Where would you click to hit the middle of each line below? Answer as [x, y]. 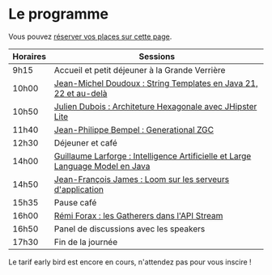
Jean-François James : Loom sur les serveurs [142, 179]
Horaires [30, 56]
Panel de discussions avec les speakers [130, 229]
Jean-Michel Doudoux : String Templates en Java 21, [156, 83]
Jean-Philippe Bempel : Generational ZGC [134, 129]
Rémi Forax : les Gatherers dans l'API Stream [138, 215]
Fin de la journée [86, 242]
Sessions [157, 56]
